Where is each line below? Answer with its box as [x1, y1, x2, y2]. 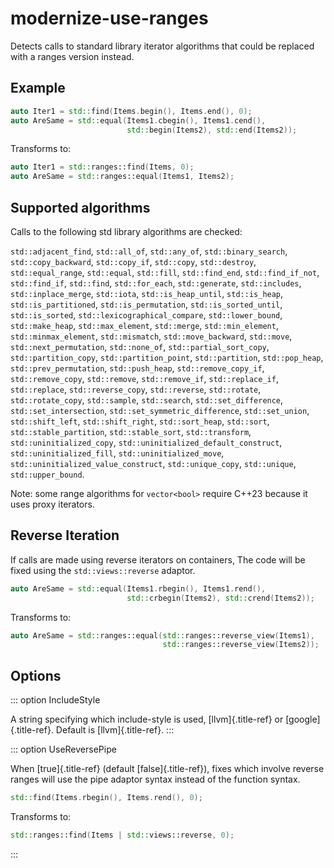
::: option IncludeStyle [10, 694, 101, 706]
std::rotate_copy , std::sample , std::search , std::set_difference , [10, 393, 284, 406]
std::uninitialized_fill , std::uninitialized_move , [10, 447, 225, 459]
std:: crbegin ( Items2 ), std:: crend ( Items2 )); [126, 593, 315, 603]
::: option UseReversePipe [10, 743, 117, 756]
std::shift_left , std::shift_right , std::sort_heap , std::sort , [10, 415, 270, 427]
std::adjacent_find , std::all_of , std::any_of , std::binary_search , [10, 245, 288, 257]
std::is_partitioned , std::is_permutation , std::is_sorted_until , [10, 298, 283, 310]
